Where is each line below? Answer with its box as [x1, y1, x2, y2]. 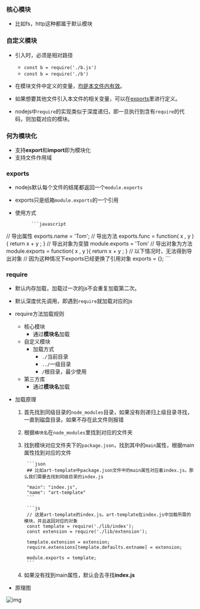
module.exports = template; [26, 555, 97, 561]
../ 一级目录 [41, 360, 71, 368]
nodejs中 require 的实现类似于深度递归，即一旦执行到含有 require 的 [14, 108, 180, 115]
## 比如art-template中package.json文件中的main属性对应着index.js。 [26, 467, 190, 474]
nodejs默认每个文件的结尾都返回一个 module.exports [14, 184, 143, 191]
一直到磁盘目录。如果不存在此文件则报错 [23, 416, 124, 423]
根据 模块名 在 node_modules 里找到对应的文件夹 [23, 429, 133, 436]
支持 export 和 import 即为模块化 [14, 146, 91, 154]
